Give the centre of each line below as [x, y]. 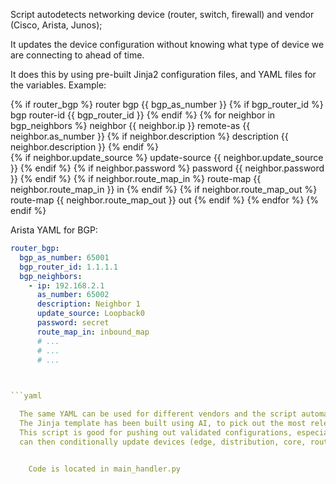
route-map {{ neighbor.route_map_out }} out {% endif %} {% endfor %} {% [165, 200]
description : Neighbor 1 [88, 304]
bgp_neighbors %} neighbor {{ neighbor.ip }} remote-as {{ [130, 125]
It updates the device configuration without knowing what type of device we [167, 44]
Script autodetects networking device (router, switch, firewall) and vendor [162, 14]
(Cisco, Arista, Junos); [56, 25]
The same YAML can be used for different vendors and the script [158, 414]
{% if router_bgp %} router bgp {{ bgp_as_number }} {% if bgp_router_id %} [167, 104]
